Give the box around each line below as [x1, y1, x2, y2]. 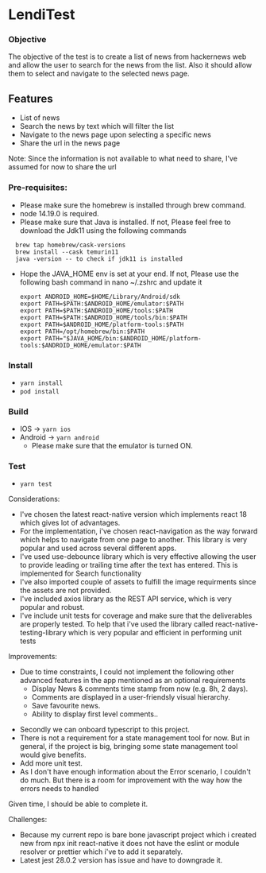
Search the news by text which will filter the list [19, 122, 175, 131]
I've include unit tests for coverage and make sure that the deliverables [19, 611, 253, 621]
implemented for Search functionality [19, 568, 141, 578]
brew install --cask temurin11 [15, 248, 119, 256]
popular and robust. [19, 603, 85, 612]
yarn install [19, 379, 64, 387]
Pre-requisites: [8, 182, 67, 193]
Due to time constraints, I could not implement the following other [19, 667, 234, 677]
